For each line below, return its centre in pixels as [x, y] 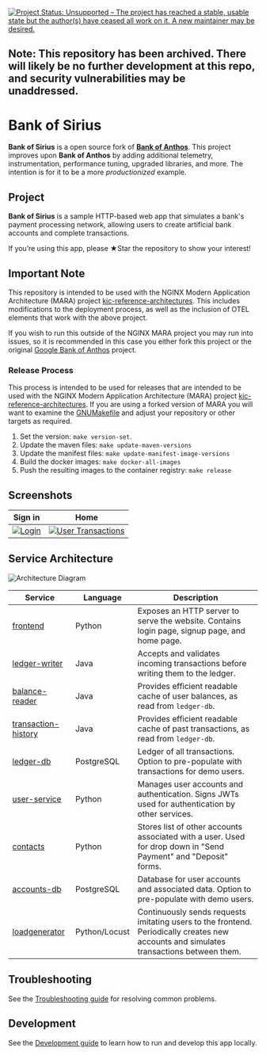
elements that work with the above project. [78, 318]
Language [102, 597]
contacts [28, 846]
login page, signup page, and [191, 630]
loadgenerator [39, 931]
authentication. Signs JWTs [188, 794]
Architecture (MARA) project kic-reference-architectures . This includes [124, 300]
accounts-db [37, 889]
